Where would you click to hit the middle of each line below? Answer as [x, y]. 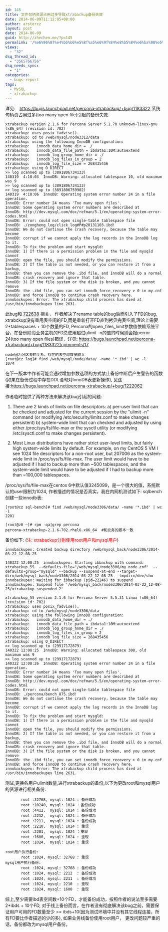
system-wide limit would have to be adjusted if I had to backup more [83, 470]
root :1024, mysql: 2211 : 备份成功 [58, 879]
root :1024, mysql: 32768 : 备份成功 [58, 868]
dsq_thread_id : [21, 56]
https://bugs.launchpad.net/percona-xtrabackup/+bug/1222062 [77, 386]
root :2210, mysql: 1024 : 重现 [55, 827]
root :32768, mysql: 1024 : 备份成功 [58, 800]
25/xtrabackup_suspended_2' [34, 589]
